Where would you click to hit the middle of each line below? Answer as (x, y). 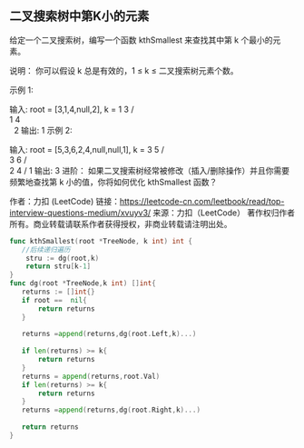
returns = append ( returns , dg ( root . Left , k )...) (109, 334)
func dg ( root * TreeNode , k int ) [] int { (83, 284)
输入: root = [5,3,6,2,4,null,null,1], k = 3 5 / (87, 149)
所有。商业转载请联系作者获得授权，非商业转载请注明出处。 (121, 224)
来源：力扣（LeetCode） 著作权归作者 (224, 213)
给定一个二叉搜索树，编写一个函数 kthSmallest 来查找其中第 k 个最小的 (141, 40)
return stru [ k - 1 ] (59, 266)
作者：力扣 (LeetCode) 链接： (65, 201)
